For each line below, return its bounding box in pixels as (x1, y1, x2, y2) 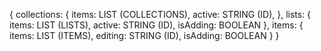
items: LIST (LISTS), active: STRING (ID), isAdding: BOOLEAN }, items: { (9, 19, 304, 31)
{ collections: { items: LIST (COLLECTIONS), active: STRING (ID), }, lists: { (9, 9, 312, 20)
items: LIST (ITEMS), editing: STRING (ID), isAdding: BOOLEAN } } (9, 30, 280, 41)
